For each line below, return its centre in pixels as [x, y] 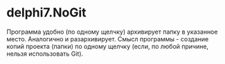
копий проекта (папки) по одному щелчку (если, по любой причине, [108, 46]
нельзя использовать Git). [45, 54]
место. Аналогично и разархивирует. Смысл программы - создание [108, 39]
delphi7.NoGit [47, 13]
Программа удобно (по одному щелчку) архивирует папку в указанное [112, 32]
